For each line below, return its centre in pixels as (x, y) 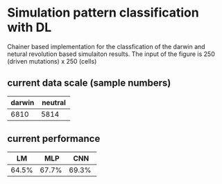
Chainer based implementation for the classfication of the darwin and (106, 46)
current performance (54, 139)
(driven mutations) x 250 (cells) (52, 61)
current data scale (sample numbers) (89, 83)
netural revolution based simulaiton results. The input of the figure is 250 (111, 54)
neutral (53, 102)
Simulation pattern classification (103, 13)
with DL (29, 27)
